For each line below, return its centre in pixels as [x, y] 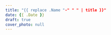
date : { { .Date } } [25, 15]
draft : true [18, 20]
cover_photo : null [25, 24]
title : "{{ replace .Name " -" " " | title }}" [56, 10]
